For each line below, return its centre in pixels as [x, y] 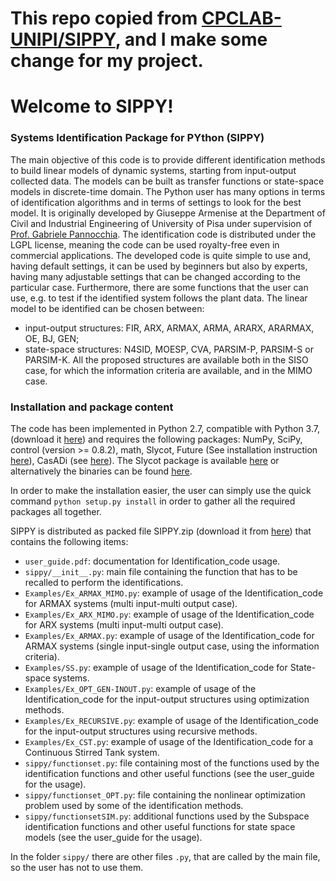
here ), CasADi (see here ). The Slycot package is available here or [145, 460]
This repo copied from [104, 18]
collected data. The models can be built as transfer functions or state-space [167, 181]
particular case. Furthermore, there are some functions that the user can [159, 287]
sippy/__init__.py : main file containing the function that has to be [161, 571]
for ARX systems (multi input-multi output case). [124, 624]
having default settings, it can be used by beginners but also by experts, [159, 266]
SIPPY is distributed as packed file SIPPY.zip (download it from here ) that [161, 531]
